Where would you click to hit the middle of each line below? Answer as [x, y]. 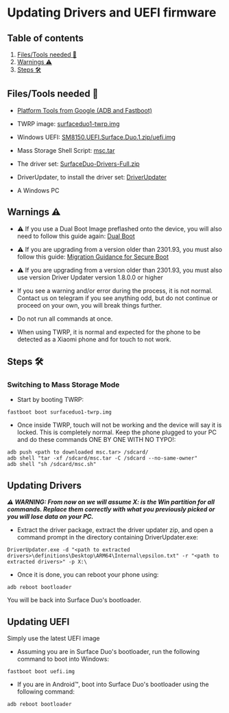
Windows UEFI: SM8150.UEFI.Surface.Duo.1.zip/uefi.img [96, 137]
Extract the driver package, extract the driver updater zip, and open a [115, 530]
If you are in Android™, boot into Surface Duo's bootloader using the [113, 684]
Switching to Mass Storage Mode [63, 385]
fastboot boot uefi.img [41, 671]
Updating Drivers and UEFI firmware [112, 13]
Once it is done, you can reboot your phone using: [88, 575]
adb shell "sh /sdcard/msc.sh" [52, 465]
